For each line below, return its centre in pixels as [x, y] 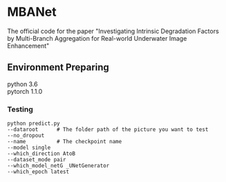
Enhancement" [28, 45]
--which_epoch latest [38, 172]
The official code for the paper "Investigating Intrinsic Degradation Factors [113, 31]
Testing [20, 109]
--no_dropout [26, 136]
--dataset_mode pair [37, 160]
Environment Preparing [58, 67]
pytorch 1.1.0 [25, 91]
